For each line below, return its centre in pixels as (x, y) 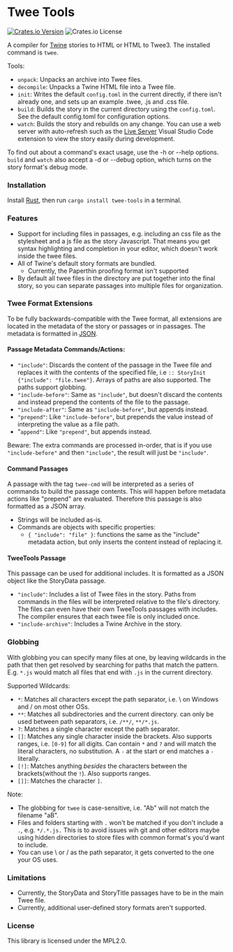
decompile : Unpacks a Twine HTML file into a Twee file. (96, 86)
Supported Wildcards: (39, 686)
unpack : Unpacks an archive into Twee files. (80, 79)
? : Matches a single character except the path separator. (98, 729)
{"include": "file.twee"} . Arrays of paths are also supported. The (114, 380)
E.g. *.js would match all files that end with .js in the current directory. (110, 672)
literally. (29, 758)
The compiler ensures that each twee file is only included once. (108, 617)
